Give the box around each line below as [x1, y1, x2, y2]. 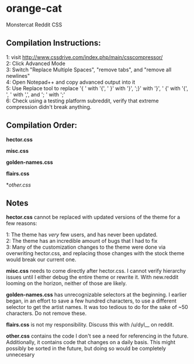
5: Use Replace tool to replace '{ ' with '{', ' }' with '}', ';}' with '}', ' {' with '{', [6, 84, 189, 92]
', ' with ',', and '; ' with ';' [6, 91, 65, 98]
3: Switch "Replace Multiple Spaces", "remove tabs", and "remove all [6, 66, 172, 73]
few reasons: [6, 220, 37, 227]
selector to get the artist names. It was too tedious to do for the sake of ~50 [6, 304, 188, 311]
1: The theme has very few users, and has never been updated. [6, 231, 158, 238]
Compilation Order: [6, 121, 78, 131]
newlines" [6, 72, 30, 79]
